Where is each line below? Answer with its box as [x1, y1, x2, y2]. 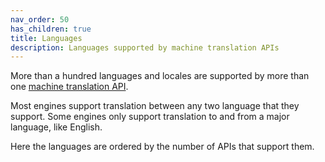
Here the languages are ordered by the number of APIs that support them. [10, 141, 315, 153]
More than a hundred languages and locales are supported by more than [10, 70, 310, 82]
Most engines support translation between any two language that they [10, 100, 300, 112]
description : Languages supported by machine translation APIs [10, 42, 280, 53]
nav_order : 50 [10, 14, 70, 25]
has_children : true [10, 24, 92, 34]
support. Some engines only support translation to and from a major [10, 111, 290, 123]
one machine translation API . [10, 81, 129, 93]
